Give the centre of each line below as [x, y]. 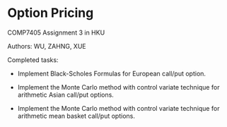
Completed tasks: [33, 60]
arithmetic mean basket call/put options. [76, 116]
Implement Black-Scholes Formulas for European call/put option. [112, 73]
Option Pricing [51, 13]
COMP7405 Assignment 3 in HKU [56, 32]
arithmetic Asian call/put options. [66, 95]
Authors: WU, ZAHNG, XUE [47, 46]
